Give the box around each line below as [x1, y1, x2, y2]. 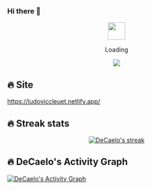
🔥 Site [7, 79, 33, 90]
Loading [105, 45, 128, 54]
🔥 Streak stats [7, 118, 69, 129]
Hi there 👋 [7, 6, 42, 16]
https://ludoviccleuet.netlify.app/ [7, 97, 101, 106]
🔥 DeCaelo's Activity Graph [7, 156, 128, 168]
